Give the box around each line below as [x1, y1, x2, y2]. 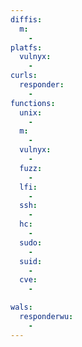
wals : [10, 302, 33, 313]
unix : [19, 107, 43, 118]
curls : [10, 71, 38, 81]
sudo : [19, 237, 43, 248]
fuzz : [19, 163, 43, 173]
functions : [10, 98, 56, 108]
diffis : [10, 14, 43, 25]
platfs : [10, 42, 43, 53]
